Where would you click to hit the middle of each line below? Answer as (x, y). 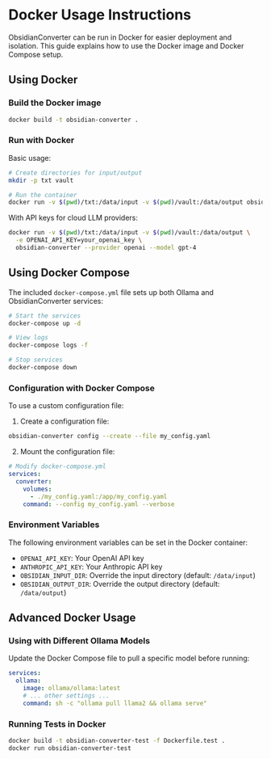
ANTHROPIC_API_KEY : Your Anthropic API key (91, 567)
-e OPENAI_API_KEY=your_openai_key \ (79, 240)
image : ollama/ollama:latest (72, 689)
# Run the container (43, 195)
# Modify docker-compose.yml (57, 466)
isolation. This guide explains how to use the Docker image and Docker (126, 45)
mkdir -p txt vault (41, 180)
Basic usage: (30, 158)
